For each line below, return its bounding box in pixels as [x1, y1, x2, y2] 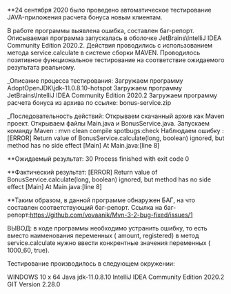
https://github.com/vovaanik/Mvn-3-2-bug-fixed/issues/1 [30, 210, 193, 219]
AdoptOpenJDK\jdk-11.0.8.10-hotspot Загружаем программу [7, 84, 183, 92]
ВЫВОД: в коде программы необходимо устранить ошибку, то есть [7, 224, 208, 232]
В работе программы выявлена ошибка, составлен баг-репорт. [7, 27, 194, 35]
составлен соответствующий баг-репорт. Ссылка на [7, 204, 163, 211]
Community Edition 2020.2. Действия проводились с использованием [7, 41, 212, 49]
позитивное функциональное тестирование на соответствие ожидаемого [7, 56, 225, 64]
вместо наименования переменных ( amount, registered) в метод [7, 231, 199, 239]
